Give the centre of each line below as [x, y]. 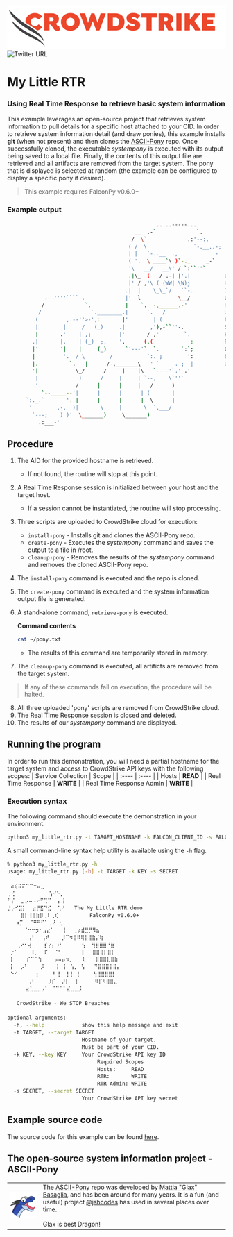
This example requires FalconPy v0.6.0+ [82, 191]
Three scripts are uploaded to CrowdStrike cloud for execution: [107, 522]
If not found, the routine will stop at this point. [93, 474]
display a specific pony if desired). [57, 178]
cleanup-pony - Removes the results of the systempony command [121, 557]
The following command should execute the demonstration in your [102, 816]
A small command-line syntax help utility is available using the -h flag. [107, 851]
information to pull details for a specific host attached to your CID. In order [113, 126]
